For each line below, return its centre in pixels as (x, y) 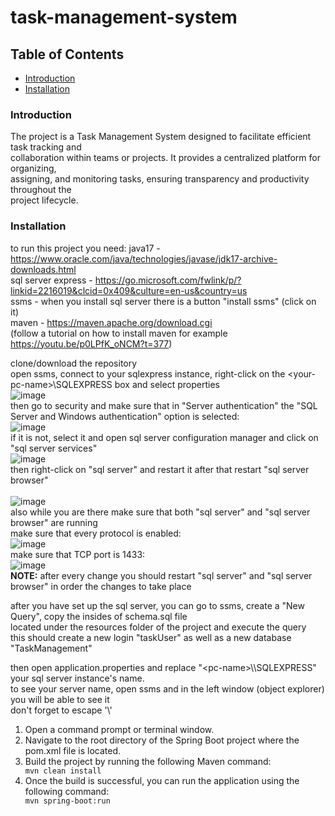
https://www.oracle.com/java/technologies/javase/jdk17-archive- (144, 258)
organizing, (33, 168)
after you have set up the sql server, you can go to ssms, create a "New (157, 605)
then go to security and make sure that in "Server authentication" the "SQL (164, 405)
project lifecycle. (44, 200)
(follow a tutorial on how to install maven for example (119, 333)
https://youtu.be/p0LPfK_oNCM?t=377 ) (91, 343)
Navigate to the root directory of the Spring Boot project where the (162, 740)
